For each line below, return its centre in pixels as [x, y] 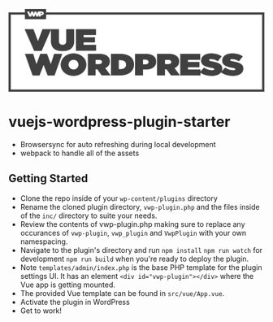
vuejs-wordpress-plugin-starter [119, 122]
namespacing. [44, 241]
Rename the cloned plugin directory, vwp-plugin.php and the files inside [140, 207]
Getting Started [48, 178]
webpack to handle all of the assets [80, 153]
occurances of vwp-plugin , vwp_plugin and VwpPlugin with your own [133, 233]
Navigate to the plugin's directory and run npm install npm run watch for [141, 250]
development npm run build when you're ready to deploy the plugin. [134, 259]
